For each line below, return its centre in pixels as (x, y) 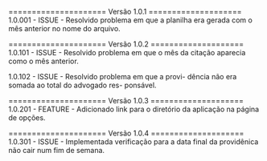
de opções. (27, 118)
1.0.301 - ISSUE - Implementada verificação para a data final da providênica (133, 142)
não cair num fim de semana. (57, 150)
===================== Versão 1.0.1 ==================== (125, 12)
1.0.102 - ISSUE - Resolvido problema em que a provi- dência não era (123, 76)
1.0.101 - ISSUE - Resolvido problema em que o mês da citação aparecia (127, 52)
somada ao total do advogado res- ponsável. (82, 85)
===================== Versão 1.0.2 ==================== (126, 44)
